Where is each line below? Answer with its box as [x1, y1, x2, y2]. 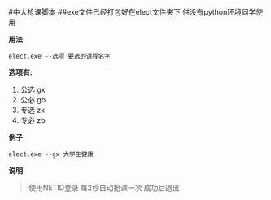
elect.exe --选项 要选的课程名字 [8, 52, 111, 60]
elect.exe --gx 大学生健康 [8, 150, 94, 159]
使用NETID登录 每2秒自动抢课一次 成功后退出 [28, 183, 181, 193]
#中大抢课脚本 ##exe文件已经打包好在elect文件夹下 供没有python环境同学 [8, 7, 256, 16]
